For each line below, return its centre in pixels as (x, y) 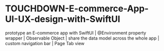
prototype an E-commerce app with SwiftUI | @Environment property (76, 33)
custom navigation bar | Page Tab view (45, 43)
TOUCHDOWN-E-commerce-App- (77, 9)
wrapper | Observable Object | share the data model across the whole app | (82, 38)
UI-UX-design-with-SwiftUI (63, 19)
